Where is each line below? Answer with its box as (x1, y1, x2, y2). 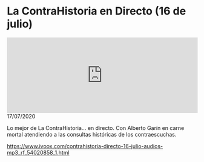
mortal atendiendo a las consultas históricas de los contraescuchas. (7, 131, 177, 138)
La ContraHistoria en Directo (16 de (7, 4, 186, 18)
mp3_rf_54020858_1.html (7, 149, 70, 156)
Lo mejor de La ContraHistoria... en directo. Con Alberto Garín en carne (7, 124, 185, 131)
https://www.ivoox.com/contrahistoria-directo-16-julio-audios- (7, 142, 163, 149)
